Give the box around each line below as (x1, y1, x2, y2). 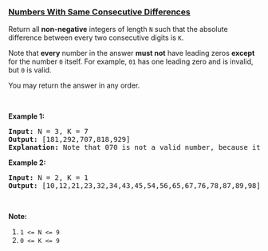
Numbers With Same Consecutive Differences (8, 6, 191, 18)
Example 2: (8, 158, 46, 167)
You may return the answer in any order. (8, 80, 140, 90)
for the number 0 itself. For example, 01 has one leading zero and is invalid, (8, 57, 254, 66)
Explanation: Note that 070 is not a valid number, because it (8, 143, 261, 152)
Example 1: (8, 112, 45, 121)
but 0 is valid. (8, 65, 52, 75)
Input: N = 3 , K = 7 (8, 127, 89, 136)
